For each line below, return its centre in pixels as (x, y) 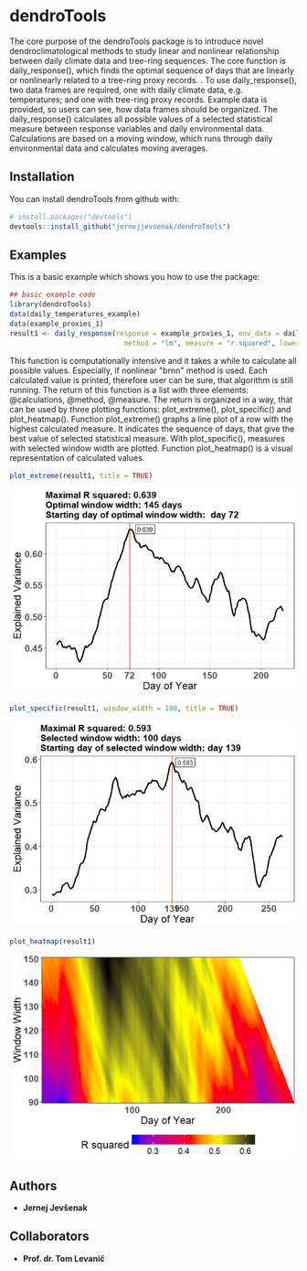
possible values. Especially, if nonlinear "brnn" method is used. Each (138, 370)
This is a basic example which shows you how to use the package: (135, 277)
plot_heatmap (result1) (53, 942)
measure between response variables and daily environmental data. (137, 128)
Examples (38, 255)
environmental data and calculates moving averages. (109, 148)
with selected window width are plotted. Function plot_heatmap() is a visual (151, 448)
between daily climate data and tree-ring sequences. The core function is (148, 60)
